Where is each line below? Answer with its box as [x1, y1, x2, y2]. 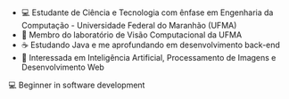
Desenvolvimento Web [21, 62, 104, 72]
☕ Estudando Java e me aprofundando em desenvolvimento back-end [21, 39, 280, 50]
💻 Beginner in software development [8, 79, 145, 90]
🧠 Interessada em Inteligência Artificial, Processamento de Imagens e [21, 53, 277, 62]
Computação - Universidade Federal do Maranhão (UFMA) [21, 21, 237, 30]
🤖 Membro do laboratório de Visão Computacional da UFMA [21, 29, 243, 40]
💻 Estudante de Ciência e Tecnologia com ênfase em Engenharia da [21, 7, 274, 18]
